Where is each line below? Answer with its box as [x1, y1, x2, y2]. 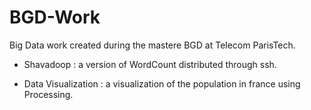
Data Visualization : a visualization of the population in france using [23, 77, 301, 90]
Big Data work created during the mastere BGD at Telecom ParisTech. [9, 39, 296, 51]
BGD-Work [9, 6, 101, 29]
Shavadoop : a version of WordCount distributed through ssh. [23, 58, 277, 70]
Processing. [23, 88, 74, 100]
